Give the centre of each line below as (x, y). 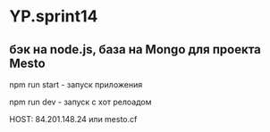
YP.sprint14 (54, 16)
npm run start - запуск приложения (76, 85)
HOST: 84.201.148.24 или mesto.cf (73, 119)
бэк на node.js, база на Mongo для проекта (135, 49)
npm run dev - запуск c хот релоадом (80, 102)
